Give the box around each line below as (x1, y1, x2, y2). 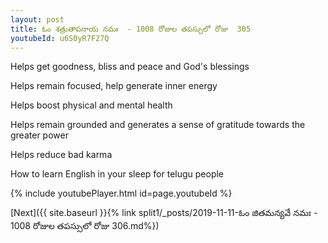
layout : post (10, 14, 65, 25)
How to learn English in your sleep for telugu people (10, 168, 225, 180)
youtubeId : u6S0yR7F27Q (10, 33, 110, 43)
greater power (10, 129, 69, 141)
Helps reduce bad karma (10, 149, 113, 161)
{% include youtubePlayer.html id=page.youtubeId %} (10, 187, 233, 200)
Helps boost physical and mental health (10, 99, 173, 111)
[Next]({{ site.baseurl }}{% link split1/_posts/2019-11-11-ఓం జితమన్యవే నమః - (10, 207, 318, 219)
